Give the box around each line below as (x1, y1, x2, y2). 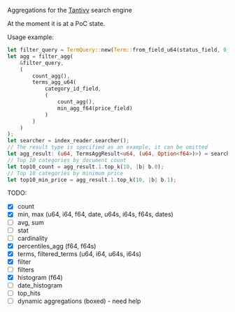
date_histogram (17, 281, 63, 289)
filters (17, 265, 35, 274)
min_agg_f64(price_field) (57, 105, 133, 112)
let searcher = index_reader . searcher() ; (7, 138, 130, 144)
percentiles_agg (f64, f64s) (17, 242, 97, 250)
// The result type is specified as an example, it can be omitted (7, 144, 208, 151)
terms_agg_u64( (32, 79, 77, 86)
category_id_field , (44, 85, 101, 93)
